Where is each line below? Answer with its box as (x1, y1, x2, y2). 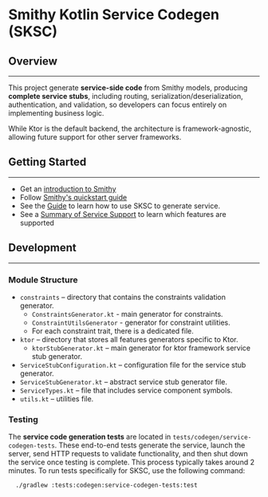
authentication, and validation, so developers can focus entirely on (8, 100, 227, 109)
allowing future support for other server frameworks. (8, 132, 182, 141)
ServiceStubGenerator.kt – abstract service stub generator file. (19, 377, 228, 386)
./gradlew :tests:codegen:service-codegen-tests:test (15, 481, 198, 490)
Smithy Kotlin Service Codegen (8, 6, 220, 24)
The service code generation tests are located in (8, 432, 171, 442)
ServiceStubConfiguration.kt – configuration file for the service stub (19, 360, 246, 369)
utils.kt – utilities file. (19, 393, 94, 404)
